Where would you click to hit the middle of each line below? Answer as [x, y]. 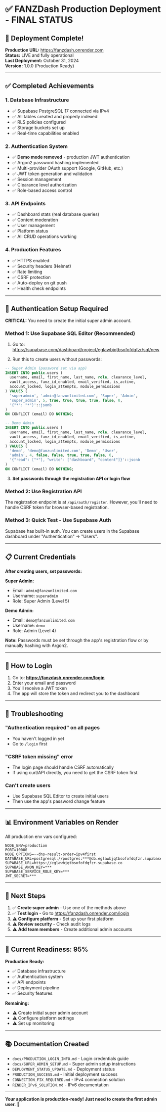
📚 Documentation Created [47, 1044]
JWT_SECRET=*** [21, 876]
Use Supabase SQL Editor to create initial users [60, 796]
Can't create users [28, 786]
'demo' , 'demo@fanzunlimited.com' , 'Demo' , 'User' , [64, 451]
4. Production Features [33, 250]
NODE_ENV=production [26, 846]
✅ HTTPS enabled [31, 260]
